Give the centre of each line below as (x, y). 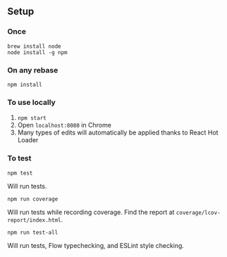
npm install (25, 84)
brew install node (34, 46)
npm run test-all (33, 232)
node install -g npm (38, 52)
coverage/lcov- (198, 213)
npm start (32, 118)
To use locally (32, 102)
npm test (20, 173)
